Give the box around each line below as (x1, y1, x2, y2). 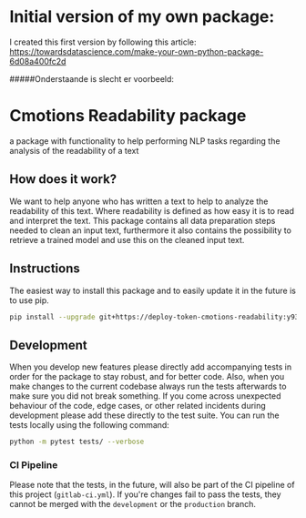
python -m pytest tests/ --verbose (9, 437, 145, 447)
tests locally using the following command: (9, 420, 170, 431)
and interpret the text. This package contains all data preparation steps (9, 215, 276, 226)
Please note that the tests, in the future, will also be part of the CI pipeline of (9, 480, 295, 491)
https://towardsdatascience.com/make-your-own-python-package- (9, 46, 264, 56)
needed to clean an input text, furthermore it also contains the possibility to (9, 225, 291, 236)
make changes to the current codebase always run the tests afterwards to (9, 381, 287, 392)
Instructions (9, 261, 80, 277)
